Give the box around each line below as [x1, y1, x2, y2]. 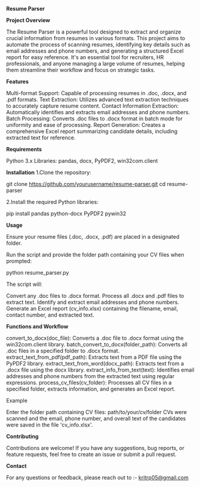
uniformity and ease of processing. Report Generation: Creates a [6, 121, 165, 128]
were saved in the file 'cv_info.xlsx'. [6, 421, 93, 428]
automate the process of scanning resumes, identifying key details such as [6, 41, 190, 48]
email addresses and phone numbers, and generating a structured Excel [6, 47, 184, 54]
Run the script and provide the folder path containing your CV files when [6, 251, 184, 258]
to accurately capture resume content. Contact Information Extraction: [6, 102, 179, 109]
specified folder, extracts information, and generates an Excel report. [6, 385, 176, 392]
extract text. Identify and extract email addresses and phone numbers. [6, 299, 180, 306]
